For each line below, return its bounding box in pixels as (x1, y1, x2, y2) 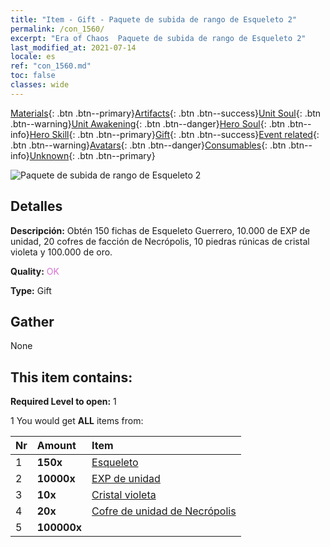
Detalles (10, 198, 63, 215)
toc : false (10, 71, 56, 81)
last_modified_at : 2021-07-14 (10, 42, 137, 53)
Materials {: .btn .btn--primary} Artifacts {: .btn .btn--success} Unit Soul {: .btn (10, 107, 322, 119)
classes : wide (10, 80, 70, 90)
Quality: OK (10, 265, 60, 277)
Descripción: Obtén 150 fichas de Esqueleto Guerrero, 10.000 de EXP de (10, 224, 311, 236)
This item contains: (10, 369, 133, 386)
